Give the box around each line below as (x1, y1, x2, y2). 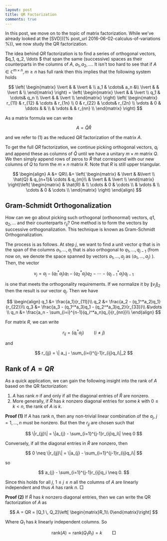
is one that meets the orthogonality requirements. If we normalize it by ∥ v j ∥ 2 (5, 281, 161, 288)
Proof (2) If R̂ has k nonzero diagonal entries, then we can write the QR (5, 494, 151, 500)
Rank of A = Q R (5, 364, 54, 373)
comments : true (5, 17, 37, 22)
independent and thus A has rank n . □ (5, 484, 84, 490)
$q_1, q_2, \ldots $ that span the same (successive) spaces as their (5, 56, 143, 62)
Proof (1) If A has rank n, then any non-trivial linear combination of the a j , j (5, 413, 158, 420)
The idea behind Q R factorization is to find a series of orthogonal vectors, (5, 51, 156, 57)
